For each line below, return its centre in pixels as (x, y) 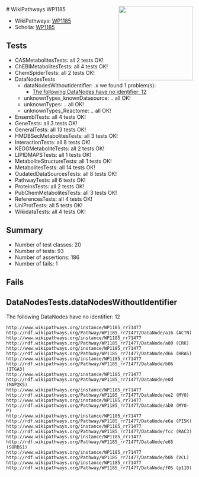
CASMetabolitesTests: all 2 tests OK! (59, 60)
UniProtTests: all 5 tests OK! (49, 205)
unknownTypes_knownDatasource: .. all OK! (77, 98)
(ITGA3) (16, 369)
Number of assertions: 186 (47, 257)
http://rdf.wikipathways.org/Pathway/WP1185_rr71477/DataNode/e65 (90, 442)
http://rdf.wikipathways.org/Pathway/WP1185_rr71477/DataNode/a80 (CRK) (98, 343)
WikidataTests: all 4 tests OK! (50, 211)
